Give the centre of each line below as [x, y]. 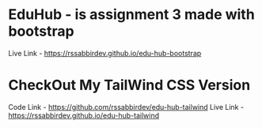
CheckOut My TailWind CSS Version [129, 85]
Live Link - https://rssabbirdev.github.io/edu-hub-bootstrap [105, 53]
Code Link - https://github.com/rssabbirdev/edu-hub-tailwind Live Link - [126, 107]
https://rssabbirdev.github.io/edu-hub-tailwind [84, 115]
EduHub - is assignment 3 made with [131, 15]
